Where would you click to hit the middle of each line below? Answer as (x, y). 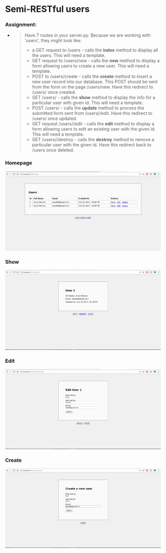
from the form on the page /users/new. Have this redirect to (93, 87)
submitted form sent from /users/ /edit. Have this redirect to (92, 113)
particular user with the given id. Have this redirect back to (92, 145)
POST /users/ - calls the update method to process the (88, 108)
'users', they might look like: (53, 41)
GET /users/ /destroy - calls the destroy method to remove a (93, 140)
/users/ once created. (54, 92)
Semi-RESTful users (47, 9)
